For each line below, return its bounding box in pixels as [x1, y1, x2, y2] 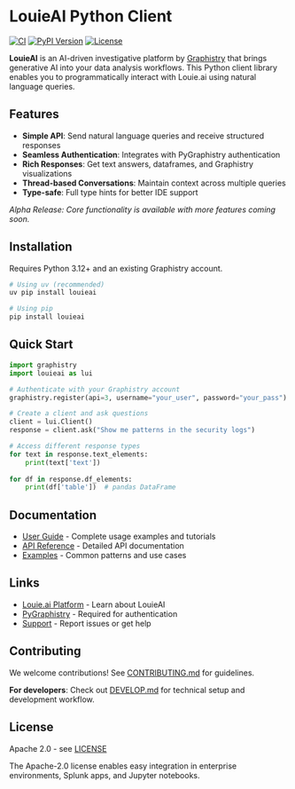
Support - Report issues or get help [21, 618, 152, 628]
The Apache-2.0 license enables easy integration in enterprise [9, 761, 237, 771]
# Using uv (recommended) [9, 280, 105, 289]
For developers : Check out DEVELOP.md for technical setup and [9, 684, 245, 695]
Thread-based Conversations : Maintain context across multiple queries [21, 178, 286, 188]
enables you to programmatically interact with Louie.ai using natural [9, 71, 257, 82]
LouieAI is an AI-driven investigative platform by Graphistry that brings [9, 52, 268, 63]
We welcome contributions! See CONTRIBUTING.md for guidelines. [9, 667, 255, 678]
